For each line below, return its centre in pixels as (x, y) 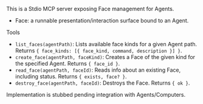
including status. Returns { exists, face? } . (71, 76)
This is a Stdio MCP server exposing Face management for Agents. (90, 9)
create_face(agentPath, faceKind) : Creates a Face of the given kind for (105, 57)
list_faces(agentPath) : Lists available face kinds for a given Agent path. (106, 44)
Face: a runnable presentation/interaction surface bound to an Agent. (102, 20)
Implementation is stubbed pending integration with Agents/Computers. (96, 95)
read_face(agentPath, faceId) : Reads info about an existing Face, (98, 70)
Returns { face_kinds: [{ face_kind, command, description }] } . (98, 50)
